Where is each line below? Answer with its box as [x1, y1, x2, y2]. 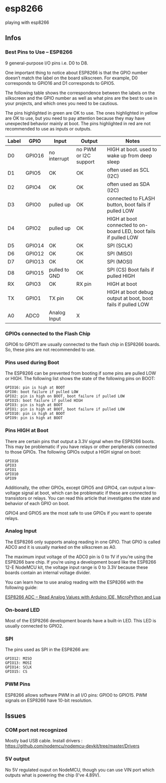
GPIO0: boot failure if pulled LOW [5, 390, 79, 394]
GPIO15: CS [5, 669, 28, 674]
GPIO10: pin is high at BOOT [5, 411, 65, 416]
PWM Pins [5, 681, 31, 688]
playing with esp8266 [5, 19, 49, 25]
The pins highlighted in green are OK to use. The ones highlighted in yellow [5, 110, 158, 116]
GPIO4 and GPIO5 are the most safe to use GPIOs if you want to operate [5, 510, 152, 516]
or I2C [76, 152, 91, 159]
